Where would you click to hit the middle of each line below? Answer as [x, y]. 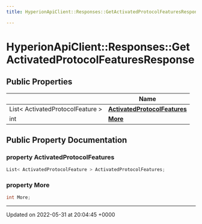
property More [28, 185]
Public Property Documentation [67, 140]
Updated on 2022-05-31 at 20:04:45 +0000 [61, 215]
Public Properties [39, 82]
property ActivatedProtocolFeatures [60, 157]
